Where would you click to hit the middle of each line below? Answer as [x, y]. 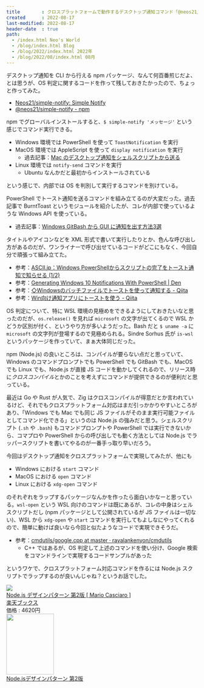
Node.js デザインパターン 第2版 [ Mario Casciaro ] [69, 595]
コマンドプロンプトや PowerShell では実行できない [123, 428]
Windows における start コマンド [57, 469]
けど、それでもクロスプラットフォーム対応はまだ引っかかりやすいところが [104, 405]
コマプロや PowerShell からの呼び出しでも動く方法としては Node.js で [104, 435]
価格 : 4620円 [23, 610]
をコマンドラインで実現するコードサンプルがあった [88, 555]
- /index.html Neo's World [46, 40]
